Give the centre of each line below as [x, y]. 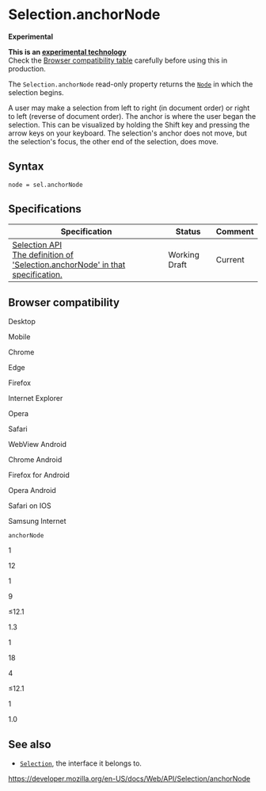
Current [230, 259]
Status [188, 231]
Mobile [19, 337]
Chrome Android [35, 460]
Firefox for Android [39, 475]
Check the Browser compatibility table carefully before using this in [118, 60]
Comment [235, 231]
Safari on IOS [30, 506]
